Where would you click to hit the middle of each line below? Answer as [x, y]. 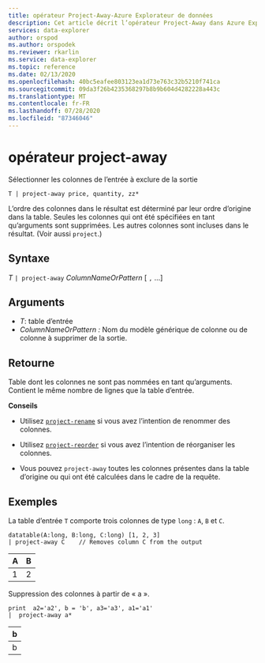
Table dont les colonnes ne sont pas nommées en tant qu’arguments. [120, 382]
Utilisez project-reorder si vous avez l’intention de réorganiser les [127, 445]
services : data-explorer [49, 30]
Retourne [32, 363]
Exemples [33, 501]
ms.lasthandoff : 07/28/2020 [54, 111]
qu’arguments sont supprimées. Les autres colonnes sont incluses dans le [129, 225]
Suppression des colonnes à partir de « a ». [79, 594]
